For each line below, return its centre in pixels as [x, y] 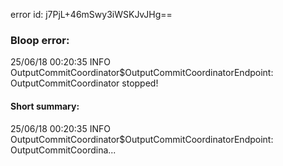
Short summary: [45, 106]
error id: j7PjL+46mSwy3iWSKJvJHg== [91, 14]
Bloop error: [40, 40]
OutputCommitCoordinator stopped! [84, 83]
